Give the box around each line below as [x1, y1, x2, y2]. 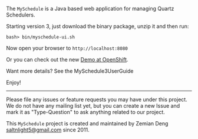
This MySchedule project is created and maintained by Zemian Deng [6, 120, 169, 127]
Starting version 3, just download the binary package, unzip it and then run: [6, 23, 189, 30]
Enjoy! [6, 79, 22, 86]
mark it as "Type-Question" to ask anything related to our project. [6, 109, 165, 115]
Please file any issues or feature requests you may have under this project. [6, 96, 187, 103]
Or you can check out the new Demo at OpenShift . [6, 56, 128, 63]
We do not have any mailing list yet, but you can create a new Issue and [6, 102, 180, 109]
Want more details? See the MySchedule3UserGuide [6, 67, 134, 75]
